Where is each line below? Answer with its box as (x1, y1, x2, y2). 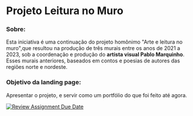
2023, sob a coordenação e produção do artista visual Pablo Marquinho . (6, 51, 185, 58)
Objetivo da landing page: (6, 78, 81, 87)
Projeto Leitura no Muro (6, 4, 124, 18)
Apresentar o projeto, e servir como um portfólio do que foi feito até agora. (6, 91, 187, 98)
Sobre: (6, 25, 26, 34)
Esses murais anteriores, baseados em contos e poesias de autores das (6, 57, 181, 64)
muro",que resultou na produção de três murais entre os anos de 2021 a (6, 45, 181, 52)
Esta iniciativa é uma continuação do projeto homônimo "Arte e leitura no (6, 38, 183, 45)
